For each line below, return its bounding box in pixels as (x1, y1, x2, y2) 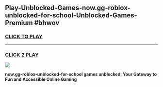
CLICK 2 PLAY (5, 51, 39, 58)
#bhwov (34, 19, 60, 27)
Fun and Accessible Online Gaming (5, 76, 77, 82)
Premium (5, 19, 33, 27)
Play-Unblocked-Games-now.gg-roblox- (5, 4, 131, 12)
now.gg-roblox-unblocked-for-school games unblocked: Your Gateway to (5, 71, 157, 77)
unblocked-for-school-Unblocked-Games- (5, 12, 137, 20)
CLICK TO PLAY (5, 33, 43, 40)
